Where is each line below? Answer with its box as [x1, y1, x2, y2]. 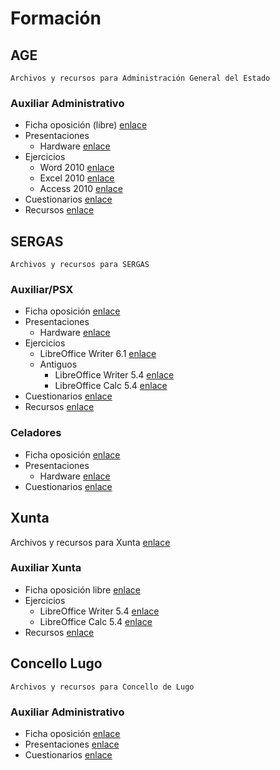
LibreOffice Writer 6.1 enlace [39, 348, 157, 360]
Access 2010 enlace [39, 183, 123, 195]
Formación [10, 7, 102, 30]
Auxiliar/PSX [10, 283, 74, 297]
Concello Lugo [10, 655, 103, 672]
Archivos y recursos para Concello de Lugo [10, 682, 195, 692]
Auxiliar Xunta [10, 561, 82, 575]
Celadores [10, 426, 62, 440]
